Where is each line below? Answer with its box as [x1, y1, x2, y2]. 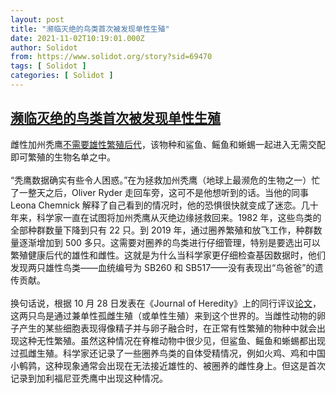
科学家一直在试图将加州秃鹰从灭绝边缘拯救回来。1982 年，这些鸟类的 [36, 211, 322, 223]
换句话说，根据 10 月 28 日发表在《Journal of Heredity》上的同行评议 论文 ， [10, 297, 322, 309]
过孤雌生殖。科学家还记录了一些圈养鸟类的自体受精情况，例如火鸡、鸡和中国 [10, 347, 326, 359]
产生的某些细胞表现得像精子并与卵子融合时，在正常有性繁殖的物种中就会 [18, 322, 317, 334]
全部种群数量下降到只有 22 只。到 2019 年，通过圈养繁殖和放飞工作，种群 [10, 224, 314, 236]
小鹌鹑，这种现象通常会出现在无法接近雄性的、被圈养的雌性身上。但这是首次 [10, 359, 326, 371]
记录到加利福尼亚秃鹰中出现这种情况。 [10, 372, 168, 384]
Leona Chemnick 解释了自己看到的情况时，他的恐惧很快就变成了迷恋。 [10, 199, 302, 211]
